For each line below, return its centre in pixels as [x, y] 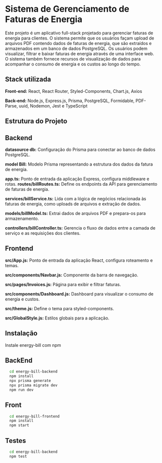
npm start [19, 425]
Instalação [21, 333]
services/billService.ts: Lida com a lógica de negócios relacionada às [76, 198]
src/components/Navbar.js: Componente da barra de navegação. [72, 275]
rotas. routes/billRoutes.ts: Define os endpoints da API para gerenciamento [81, 184]
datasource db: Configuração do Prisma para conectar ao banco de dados [80, 149]
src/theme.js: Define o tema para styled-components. [60, 308]
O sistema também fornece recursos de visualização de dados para [73, 59]
